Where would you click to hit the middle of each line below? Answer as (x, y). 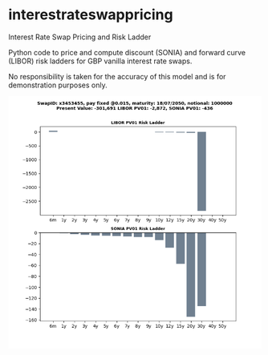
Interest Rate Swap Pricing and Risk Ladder (80, 37)
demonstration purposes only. (58, 85)
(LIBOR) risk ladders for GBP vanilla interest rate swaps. (100, 61)
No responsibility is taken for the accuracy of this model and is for (117, 76)
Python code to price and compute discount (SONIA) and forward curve (127, 52)
